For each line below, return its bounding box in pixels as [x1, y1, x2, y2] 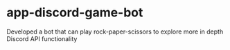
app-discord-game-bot [6, 5, 143, 21]
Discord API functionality [6, 34, 78, 42]
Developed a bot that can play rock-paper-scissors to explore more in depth [6, 27, 224, 36]
